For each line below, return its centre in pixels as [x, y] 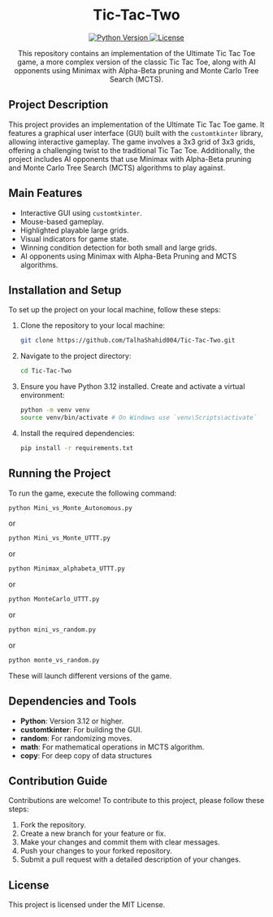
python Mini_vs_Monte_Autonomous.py [70, 508]
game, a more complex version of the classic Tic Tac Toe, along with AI [136, 62]
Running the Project [60, 474]
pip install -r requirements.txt [77, 448]
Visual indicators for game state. [74, 238]
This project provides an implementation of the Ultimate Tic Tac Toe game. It [136, 124]
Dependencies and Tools [72, 701]
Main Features [45, 193]
